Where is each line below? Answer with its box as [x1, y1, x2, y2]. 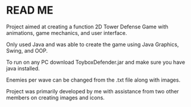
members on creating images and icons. [6, 94, 105, 101]
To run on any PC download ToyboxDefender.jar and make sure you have [6, 59, 186, 66]
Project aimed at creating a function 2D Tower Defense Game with [6, 23, 168, 30]
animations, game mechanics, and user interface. [6, 29, 127, 36]
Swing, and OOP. [6, 47, 48, 54]
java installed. [6, 64, 40, 72]
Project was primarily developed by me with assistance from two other [6, 87, 180, 95]
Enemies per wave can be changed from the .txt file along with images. [6, 76, 180, 83]
